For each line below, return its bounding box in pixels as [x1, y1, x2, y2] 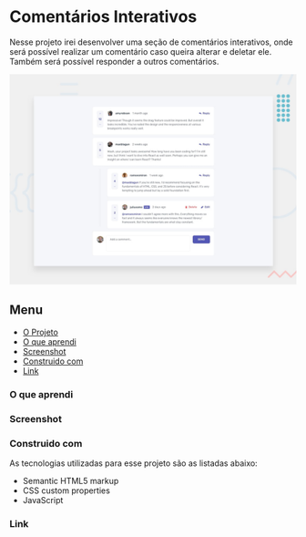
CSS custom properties [22, 485, 111, 496]
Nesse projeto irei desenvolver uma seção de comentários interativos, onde [9, 36, 293, 47]
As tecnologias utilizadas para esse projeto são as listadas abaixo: [9, 458, 258, 469]
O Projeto [22, 326, 59, 337]
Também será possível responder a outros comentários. [9, 56, 219, 67]
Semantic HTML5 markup [22, 476, 119, 487]
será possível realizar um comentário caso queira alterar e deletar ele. [9, 46, 272, 57]
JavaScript [22, 495, 64, 506]
